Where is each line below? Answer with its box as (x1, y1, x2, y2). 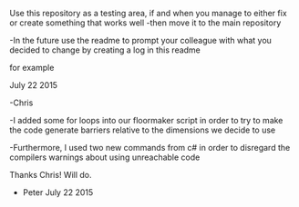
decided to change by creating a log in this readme (9, 44, 201, 55)
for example (9, 63, 55, 73)
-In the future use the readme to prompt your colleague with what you (9, 35, 272, 45)
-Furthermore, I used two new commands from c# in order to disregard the (9, 143, 291, 153)
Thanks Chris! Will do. (9, 170, 93, 180)
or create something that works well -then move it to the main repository (9, 17, 282, 28)
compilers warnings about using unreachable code (9, 152, 201, 163)
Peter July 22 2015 (22, 187, 94, 198)
